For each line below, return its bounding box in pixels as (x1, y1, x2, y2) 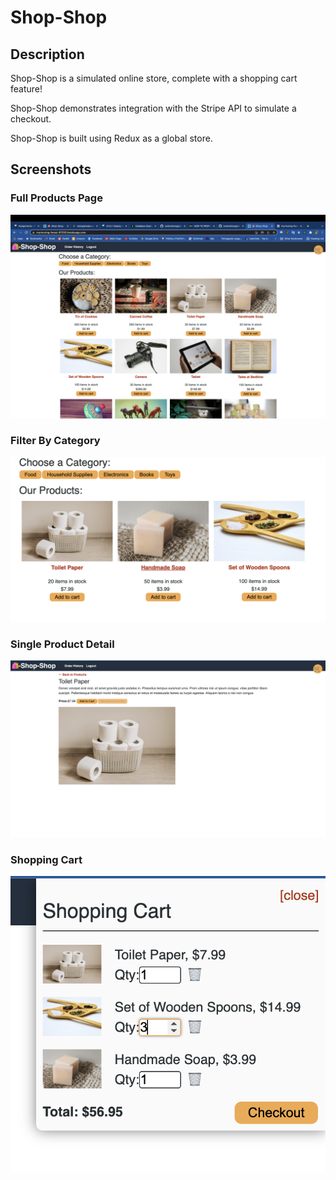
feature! (10, 83, 43, 95)
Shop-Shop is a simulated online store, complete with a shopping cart (10, 72, 298, 84)
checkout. (10, 113, 52, 125)
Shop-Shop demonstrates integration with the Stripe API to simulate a (10, 102, 297, 114)
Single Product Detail (10, 637, 115, 651)
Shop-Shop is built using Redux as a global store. (10, 132, 213, 144)
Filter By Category (10, 434, 101, 448)
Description (10, 46, 85, 63)
